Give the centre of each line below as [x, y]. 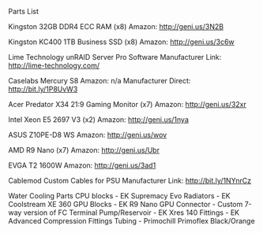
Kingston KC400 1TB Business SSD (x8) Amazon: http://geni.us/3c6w [121, 42]
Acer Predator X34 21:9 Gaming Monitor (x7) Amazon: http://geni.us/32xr [127, 104]
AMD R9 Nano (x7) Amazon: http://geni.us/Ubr [84, 150]
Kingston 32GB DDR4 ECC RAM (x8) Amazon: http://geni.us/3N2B [116, 26]
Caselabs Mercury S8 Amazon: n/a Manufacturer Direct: [100, 81]
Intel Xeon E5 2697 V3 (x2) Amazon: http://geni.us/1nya [99, 120]
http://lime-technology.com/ [54, 65]
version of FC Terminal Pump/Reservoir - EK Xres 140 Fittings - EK [131, 213]
